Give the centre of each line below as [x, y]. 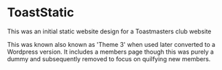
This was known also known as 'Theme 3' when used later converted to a [111, 44]
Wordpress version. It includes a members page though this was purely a [111, 52]
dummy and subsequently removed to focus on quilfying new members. [109, 58]
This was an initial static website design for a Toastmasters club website [109, 31]
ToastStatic [41, 13]
